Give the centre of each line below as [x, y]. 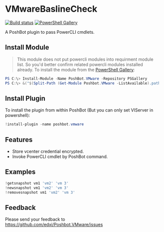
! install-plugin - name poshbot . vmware [44, 124]
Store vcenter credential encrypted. [48, 151]
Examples [20, 172]
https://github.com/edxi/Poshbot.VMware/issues [54, 225]
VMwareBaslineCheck [51, 9]
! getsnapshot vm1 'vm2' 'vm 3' [37, 183]
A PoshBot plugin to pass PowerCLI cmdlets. [50, 32]
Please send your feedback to [35, 219]
